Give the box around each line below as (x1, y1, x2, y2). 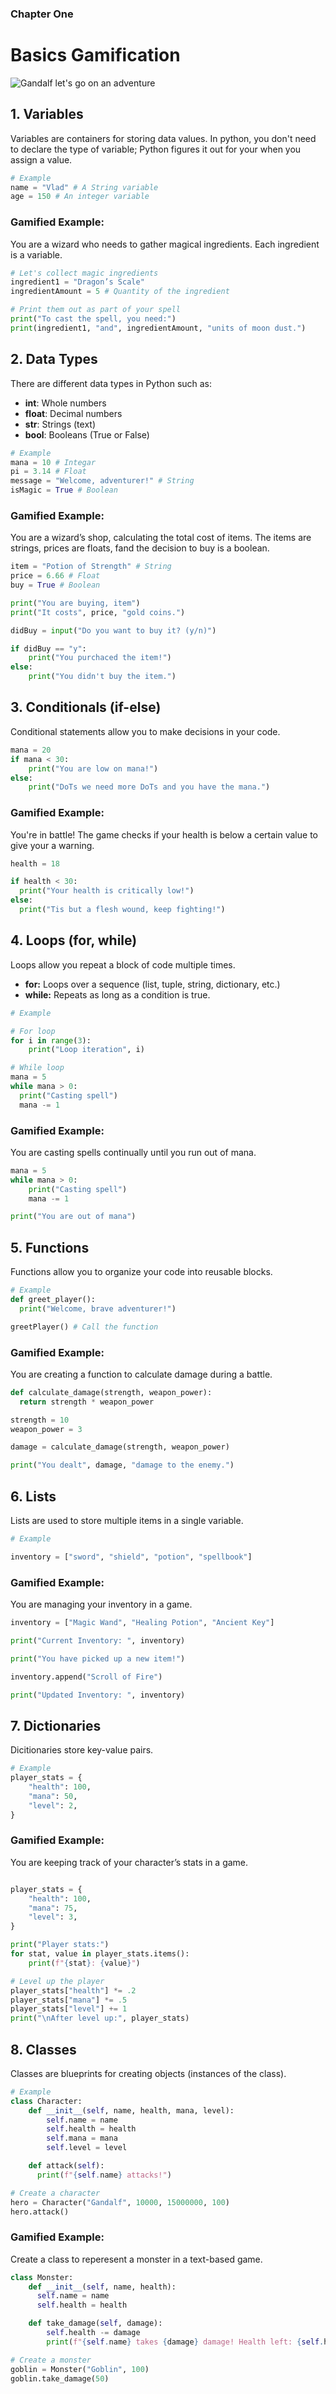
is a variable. (10, 248, 63, 261)
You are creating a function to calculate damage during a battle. (10, 1368, 273, 1380)
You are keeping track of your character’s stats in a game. (10, 1856, 249, 1868)
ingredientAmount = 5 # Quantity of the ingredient (10, 287, 230, 297)
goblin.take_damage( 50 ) (10, 2373, 110, 2384)
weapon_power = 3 (10, 1424, 83, 1434)
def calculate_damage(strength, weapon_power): (10, 1387, 213, 1397)
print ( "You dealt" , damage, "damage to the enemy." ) (10, 1460, 235, 1471)
